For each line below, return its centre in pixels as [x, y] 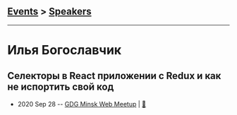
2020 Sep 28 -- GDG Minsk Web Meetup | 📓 [82, 104]
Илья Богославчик [65, 50]
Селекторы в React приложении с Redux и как [114, 76]
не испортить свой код [61, 87]
